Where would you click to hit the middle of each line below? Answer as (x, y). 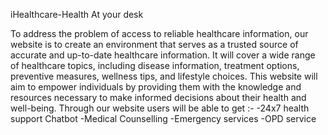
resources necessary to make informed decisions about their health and (158, 97)
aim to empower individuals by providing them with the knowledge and (156, 87)
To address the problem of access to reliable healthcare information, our (159, 33)
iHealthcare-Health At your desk (77, 14)
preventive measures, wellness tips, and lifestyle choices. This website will (164, 76)
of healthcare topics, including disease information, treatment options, (155, 65)
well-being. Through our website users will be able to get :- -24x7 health (160, 108)
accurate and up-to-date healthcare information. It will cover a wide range (163, 55)
